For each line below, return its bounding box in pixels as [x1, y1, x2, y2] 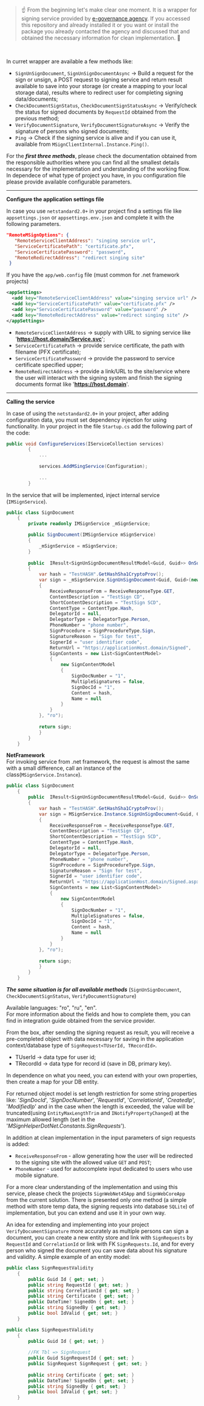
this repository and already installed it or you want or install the [21, 21, 179, 29]
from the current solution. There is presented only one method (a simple [6, 1196, 187, 1203]
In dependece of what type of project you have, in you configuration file [6, 172, 186, 179]
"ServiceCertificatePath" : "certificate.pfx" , [14, 243, 135, 249]
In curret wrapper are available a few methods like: [6, 58, 134, 65]
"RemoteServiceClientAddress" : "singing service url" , [14, 238, 156, 244]
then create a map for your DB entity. [6, 1079, 99, 1085]
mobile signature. [15, 1171, 59, 1179]
